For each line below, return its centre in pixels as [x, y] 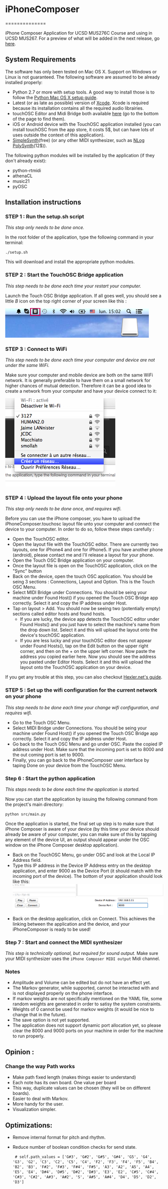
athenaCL [22, 176]
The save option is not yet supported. [51, 1020]
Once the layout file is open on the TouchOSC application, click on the [85, 566]
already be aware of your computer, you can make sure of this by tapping [81, 834]
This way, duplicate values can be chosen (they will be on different [81, 1088]
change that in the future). [39, 1015]
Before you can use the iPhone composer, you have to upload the [73, 518]
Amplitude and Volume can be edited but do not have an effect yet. [82, 983]
